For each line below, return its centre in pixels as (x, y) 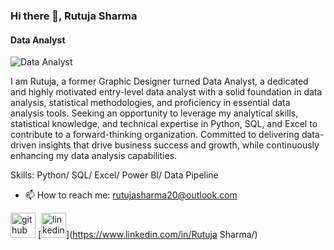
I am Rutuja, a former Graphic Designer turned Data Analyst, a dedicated (159, 81)
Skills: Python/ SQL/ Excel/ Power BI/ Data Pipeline (114, 175)
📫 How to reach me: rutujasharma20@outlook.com (131, 195)
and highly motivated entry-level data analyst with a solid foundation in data (166, 92)
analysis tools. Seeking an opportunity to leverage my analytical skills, (154, 113)
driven (23, 145)
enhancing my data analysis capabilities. (94, 156)
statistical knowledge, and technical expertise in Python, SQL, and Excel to (164, 124)
